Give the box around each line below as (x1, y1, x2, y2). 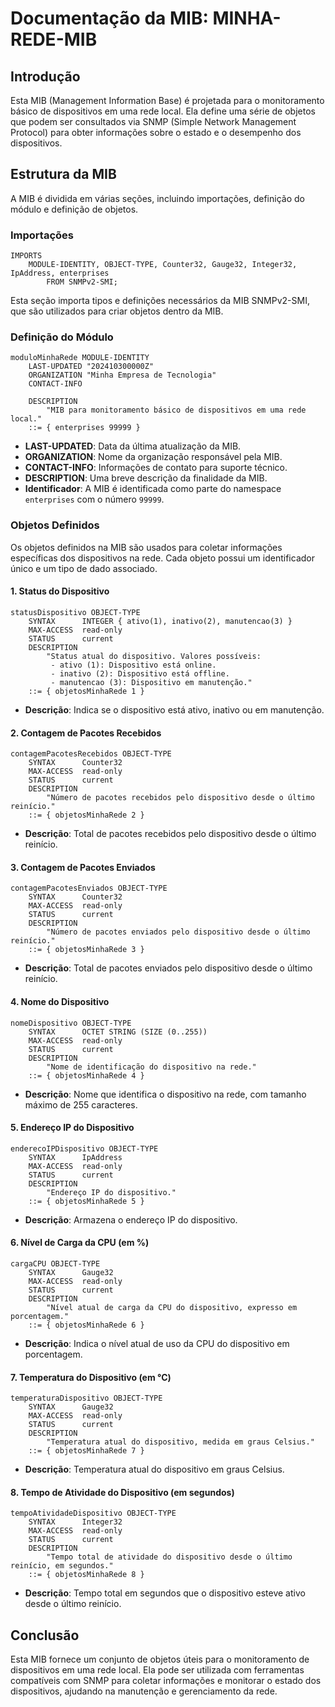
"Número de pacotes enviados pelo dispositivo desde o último (46, 927, 311, 937)
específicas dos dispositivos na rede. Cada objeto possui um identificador (10, 552, 315, 564)
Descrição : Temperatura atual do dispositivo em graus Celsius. (24, 1463, 285, 1476)
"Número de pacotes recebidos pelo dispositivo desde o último (46, 793, 315, 803)
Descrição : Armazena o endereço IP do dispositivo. (24, 1213, 238, 1226)
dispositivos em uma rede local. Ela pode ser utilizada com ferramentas (10, 1664, 305, 1676)
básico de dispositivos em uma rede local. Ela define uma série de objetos (10, 105, 316, 117)
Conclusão (10, 1627, 80, 1644)
